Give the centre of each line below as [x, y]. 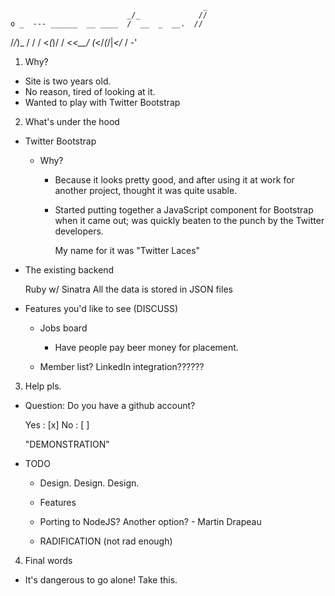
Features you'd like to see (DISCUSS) [101, 308]
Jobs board [63, 328]
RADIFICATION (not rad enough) [106, 541]
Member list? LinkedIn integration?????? [122, 366]
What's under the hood [72, 121]
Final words [48, 560]
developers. [79, 231]
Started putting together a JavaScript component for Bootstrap [184, 210]
